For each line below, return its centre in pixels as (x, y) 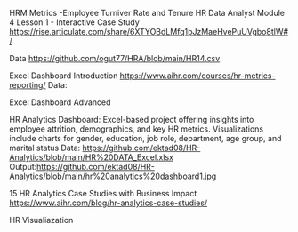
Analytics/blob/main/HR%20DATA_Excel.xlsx (91, 157)
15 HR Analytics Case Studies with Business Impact (103, 193)
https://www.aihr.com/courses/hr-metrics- (197, 76)
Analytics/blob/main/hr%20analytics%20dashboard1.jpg (113, 176)
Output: (23, 167)
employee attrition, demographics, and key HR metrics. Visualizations (137, 129)
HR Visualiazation (41, 220)
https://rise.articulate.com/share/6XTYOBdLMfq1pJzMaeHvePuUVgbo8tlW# (149, 32)
